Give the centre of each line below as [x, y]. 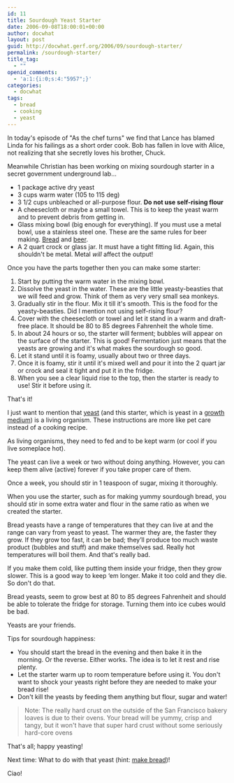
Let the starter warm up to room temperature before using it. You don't [119, 674]
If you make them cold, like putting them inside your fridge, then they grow [115, 568]
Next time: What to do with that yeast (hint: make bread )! [89, 759]
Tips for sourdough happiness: [51, 638]
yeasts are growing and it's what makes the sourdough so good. [110, 348]
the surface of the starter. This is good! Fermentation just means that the [122, 341]
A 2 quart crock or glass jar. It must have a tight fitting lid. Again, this [116, 246]
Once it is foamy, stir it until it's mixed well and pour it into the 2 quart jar [121, 363]
